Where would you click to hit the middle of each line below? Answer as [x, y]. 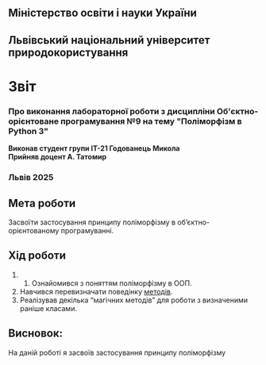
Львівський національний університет [109, 40]
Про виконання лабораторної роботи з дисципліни [112, 111]
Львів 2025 [31, 178]
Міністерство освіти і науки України [102, 13]
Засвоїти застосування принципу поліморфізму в [92, 222]
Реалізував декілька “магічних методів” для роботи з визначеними [134, 300]
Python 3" [29, 131]
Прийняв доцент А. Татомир [58, 157]
